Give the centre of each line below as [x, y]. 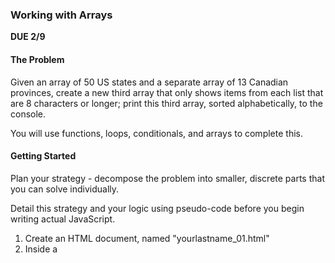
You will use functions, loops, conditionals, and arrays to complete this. [156, 133]
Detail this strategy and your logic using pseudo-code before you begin [157, 208]
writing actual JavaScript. [63, 219]
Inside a [41, 249]
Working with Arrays [61, 15]
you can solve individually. [65, 189]
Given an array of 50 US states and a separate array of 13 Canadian [149, 82]
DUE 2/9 [28, 37]
